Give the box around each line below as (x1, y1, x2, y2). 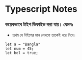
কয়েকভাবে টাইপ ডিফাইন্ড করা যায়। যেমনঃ (5, 21, 73, 28)
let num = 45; (5, 46, 34, 51)
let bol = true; (5, 51, 38, 56)
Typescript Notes (5, 3, 78, 15)
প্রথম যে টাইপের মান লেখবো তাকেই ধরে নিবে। (12, 32, 77, 38)
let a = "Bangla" (5, 42, 41, 47)
